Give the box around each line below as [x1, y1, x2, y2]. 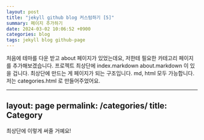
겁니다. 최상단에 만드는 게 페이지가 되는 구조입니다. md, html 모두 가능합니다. [12, 70, 195, 76]
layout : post [6, 8, 39, 15]
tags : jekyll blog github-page [6, 37, 86, 43]
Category [6, 110, 43, 121]
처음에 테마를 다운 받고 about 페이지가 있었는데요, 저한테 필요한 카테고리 [6, 55, 178, 61]
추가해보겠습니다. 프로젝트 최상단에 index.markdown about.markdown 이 [12, 62, 189, 69]
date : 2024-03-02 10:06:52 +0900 [6, 25, 91, 32]
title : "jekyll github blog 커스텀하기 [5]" [6, 15, 114, 21]
